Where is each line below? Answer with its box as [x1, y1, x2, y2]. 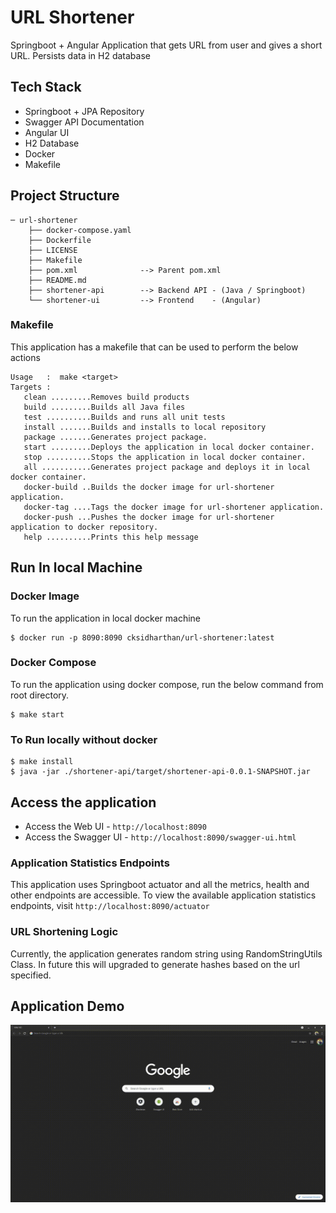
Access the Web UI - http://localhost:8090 [24, 820, 207, 832]
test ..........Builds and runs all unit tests [23, 412, 226, 422]
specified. [10, 969, 52, 981]
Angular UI [24, 126, 70, 138]
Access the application [10, 794, 157, 811]
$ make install [10, 757, 74, 767]
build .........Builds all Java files [23, 402, 186, 412]
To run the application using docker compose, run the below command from [10, 678, 324, 690]
